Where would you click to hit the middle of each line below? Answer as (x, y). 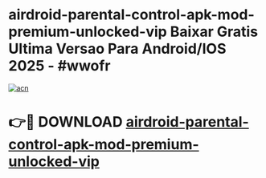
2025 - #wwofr (59, 66)
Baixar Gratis (214, 32)
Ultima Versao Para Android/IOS (117, 49)
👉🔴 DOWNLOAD (65, 122)
